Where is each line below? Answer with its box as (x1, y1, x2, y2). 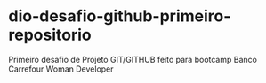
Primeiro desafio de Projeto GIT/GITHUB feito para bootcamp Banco (8, 54, 257, 64)
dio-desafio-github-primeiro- (8, 6, 231, 26)
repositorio (8, 25, 92, 45)
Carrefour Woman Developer (8, 64, 114, 74)
